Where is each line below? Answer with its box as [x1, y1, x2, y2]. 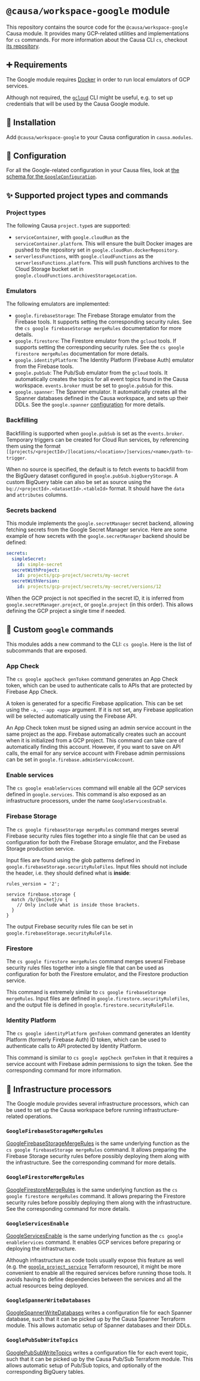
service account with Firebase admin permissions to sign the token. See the [6, 1060, 193, 1068]
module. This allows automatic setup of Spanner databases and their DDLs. [6, 1322, 192, 1329]
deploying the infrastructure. [6, 1245, 76, 1252]
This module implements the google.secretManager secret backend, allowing [6, 519, 194, 527]
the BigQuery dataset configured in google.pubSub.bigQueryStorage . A [6, 472, 179, 479]
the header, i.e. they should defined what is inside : [6, 869, 131, 877]
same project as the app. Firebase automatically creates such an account [6, 730, 186, 738]
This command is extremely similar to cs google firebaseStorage [6, 989, 167, 996]
